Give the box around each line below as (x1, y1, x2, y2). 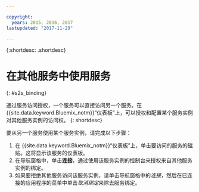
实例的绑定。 (14, 165, 46, 172)
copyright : (6, 14, 33, 20)
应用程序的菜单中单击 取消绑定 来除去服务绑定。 (25, 179, 141, 187)
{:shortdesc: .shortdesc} (6, 47, 67, 54)
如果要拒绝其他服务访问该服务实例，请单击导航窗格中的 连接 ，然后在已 (14, 172, 188, 179)
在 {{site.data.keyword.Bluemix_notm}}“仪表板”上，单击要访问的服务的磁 (14, 142, 193, 149)
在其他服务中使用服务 (6, 69, 111, 83)
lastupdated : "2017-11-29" (6, 25, 73, 31)
